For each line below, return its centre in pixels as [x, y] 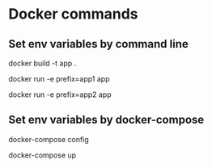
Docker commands [73, 14]
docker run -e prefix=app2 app [60, 94]
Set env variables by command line [98, 44]
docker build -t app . [42, 63]
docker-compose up [42, 155]
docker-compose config [49, 139]
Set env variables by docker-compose [106, 120]
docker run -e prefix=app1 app [59, 79]
